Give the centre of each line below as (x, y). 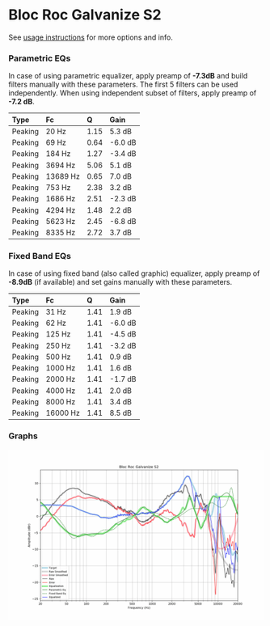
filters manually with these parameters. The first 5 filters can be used (123, 85)
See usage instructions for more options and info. (91, 37)
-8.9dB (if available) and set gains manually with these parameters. (120, 282)
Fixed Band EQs (40, 256)
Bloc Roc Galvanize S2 (85, 15)
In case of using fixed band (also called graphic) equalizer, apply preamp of (134, 273)
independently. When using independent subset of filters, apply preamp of (133, 93)
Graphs (23, 436)
